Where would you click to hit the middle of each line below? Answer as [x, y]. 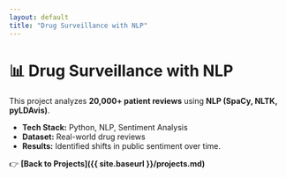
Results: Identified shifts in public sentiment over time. [121, 146]
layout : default [39, 17]
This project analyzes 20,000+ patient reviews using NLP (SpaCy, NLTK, [143, 101]
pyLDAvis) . [30, 110]
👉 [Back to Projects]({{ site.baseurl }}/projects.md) [107, 164]
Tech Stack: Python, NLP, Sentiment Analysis [105, 128]
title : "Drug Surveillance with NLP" [79, 26]
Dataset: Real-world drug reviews [83, 137]
